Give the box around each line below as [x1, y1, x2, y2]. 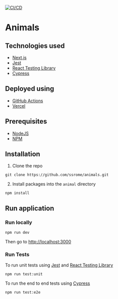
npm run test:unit [5, 272, 43, 277]
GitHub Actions [12, 98, 43, 104]
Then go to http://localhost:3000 [5, 239, 71, 245]
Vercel [12, 103, 26, 109]
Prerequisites [5, 117, 47, 126]
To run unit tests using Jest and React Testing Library [5, 262, 113, 268]
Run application [5, 204, 55, 212]
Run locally [5, 219, 32, 225]
